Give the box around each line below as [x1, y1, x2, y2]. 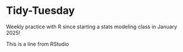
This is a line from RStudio [6, 40, 69, 47]
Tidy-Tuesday [6, 4, 75, 17]
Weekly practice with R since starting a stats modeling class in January [6, 23, 177, 30]
